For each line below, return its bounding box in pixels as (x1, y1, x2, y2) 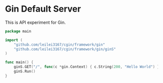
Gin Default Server (5, 3, 81, 15)
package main (5, 29, 32, 33)
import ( (5, 37, 23, 42)
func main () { (5, 60, 34, 65)
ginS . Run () (14, 69, 36, 74)
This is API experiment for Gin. (5, 19, 66, 25)
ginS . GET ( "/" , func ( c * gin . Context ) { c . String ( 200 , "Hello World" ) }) (14, 65, 162, 69)
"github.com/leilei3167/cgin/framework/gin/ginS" (14, 47, 116, 51)
